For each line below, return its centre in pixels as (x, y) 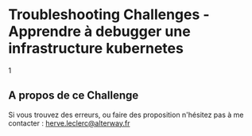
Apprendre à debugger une (99, 31)
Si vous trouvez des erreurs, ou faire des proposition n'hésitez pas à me (126, 115)
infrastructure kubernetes (96, 49)
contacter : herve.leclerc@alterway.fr (69, 123)
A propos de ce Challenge (74, 96)
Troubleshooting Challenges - (109, 15)
